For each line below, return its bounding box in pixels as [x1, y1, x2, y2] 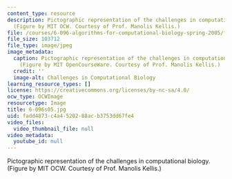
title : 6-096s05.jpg [7, 106, 67, 113]
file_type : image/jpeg [7, 42, 72, 49]
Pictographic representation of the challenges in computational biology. [7, 157, 211, 165]
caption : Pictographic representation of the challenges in [13, 55, 190, 62]
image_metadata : [7, 49, 54, 56]
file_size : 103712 [7, 36, 60, 43]
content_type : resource [7, 10, 76, 17]
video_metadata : [7, 131, 54, 138]
